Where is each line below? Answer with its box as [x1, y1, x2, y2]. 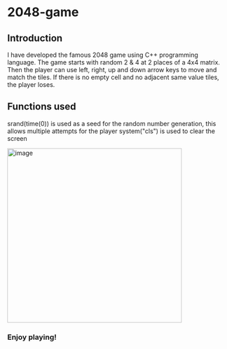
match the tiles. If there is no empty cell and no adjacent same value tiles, [7, 73, 219, 81]
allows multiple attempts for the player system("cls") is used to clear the [7, 127, 216, 135]
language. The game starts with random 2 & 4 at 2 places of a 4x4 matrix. [7, 58, 221, 67]
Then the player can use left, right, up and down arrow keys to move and [7, 66, 217, 74]
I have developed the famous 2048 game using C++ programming [7, 50, 198, 59]
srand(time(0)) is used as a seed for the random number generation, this [7, 119, 216, 128]
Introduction [7, 32, 63, 44]
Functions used [7, 101, 76, 113]
